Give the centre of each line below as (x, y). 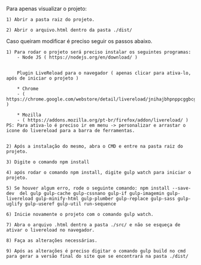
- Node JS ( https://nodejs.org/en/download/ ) (77, 57)
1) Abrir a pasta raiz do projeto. (51, 20)
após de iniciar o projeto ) (42, 78)
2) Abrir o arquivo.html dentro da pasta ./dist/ (69, 30)
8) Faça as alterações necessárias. (52, 240)
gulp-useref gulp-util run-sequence (71, 204)
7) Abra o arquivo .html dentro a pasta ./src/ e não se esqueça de (93, 225)
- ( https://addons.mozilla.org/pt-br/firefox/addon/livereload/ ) (103, 120)
